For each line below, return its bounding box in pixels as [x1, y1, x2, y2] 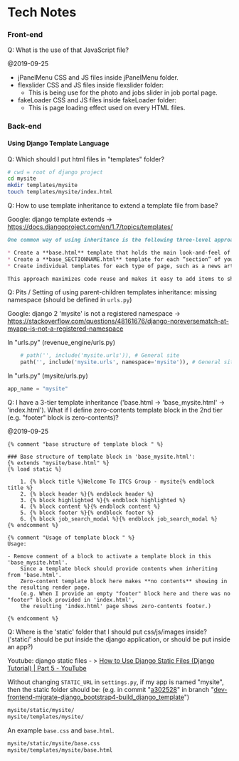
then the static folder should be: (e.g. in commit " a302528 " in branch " [7, 686, 215, 694]
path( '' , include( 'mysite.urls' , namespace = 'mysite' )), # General [20, 358, 221, 366]
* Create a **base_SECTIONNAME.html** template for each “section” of [7, 255, 221, 263]
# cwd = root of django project [7, 169, 103, 176]
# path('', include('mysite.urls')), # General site [20, 352, 180, 359]
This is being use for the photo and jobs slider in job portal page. [28, 88, 218, 97]
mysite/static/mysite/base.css [7, 740, 100, 747]
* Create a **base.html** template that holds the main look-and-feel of [7, 249, 231, 256]
